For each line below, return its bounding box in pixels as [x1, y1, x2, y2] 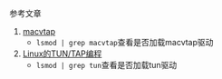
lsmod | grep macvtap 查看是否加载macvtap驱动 [35, 37, 214, 47]
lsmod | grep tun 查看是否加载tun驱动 [35, 60, 178, 70]
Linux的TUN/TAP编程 [22, 48, 102, 59]
